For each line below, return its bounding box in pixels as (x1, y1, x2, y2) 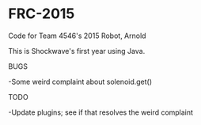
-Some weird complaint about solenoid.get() (8, 77, 153, 86)
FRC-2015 (8, 5, 75, 23)
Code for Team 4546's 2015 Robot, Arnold (8, 31, 146, 40)
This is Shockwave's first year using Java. (8, 46, 146, 55)
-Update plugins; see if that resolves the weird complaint (8, 108, 194, 117)
